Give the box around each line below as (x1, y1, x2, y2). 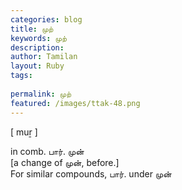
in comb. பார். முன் (10, 145, 85, 157)
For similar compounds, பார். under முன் (10, 167, 172, 180)
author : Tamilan (10, 52, 78, 62)
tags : (10, 71, 33, 81)
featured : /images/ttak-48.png (10, 98, 141, 108)
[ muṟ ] (10, 126, 38, 138)
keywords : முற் (10, 33, 67, 43)
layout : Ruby (10, 61, 65, 71)
